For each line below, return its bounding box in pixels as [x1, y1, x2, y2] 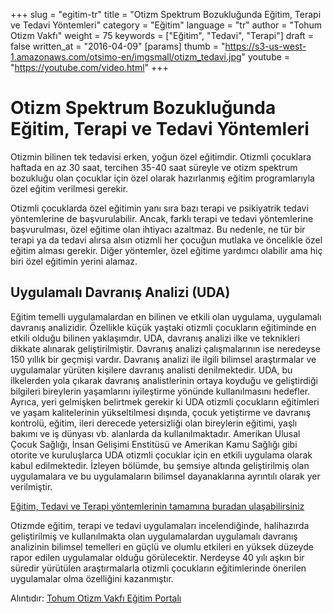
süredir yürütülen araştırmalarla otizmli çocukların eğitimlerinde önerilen [10, 562, 307, 574]
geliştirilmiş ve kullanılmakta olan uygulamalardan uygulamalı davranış [10, 530, 298, 542]
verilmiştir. [10, 480, 53, 493]
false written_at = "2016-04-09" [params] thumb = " [10, 40, 226, 52]
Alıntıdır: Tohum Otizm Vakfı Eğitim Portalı [10, 592, 182, 604]
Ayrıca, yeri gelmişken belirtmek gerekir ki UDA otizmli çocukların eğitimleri [10, 395, 320, 408]
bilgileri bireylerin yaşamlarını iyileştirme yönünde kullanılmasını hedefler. [10, 385, 311, 397]
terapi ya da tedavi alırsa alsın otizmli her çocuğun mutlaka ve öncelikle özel [10, 234, 323, 246]
